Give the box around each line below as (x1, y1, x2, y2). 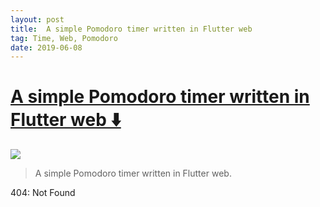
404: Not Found (10, 187, 76, 199)
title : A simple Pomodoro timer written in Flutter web (10, 24, 253, 34)
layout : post (10, 14, 65, 25)
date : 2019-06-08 (10, 42, 83, 53)
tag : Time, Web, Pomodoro (10, 33, 118, 43)
